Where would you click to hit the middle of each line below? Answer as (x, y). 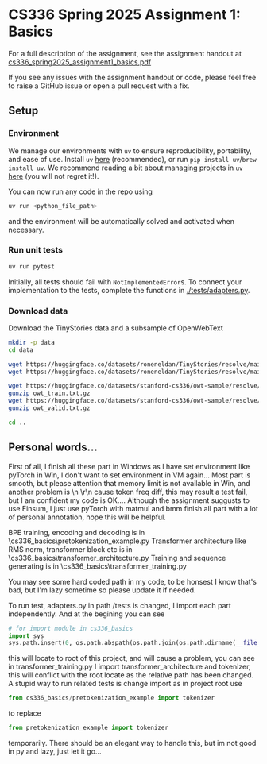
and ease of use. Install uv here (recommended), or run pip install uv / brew (132, 159)
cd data (21, 350)
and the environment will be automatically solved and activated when (121, 221)
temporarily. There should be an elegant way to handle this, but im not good (132, 743)
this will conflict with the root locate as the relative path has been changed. (131, 675)
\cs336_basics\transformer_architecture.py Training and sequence (117, 558)
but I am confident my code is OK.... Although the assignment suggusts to (129, 500)
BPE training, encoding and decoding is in (77, 532)
